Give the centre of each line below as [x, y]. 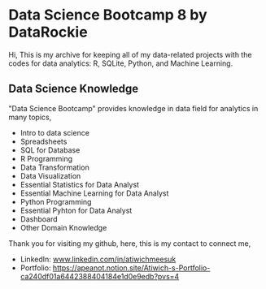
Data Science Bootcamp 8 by [108, 15]
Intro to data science [55, 132]
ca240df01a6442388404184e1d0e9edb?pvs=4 [100, 276]
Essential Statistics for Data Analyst [80, 184]
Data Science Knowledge [74, 89]
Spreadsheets [44, 141]
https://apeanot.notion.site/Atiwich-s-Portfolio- [131, 267]
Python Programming [56, 201]
